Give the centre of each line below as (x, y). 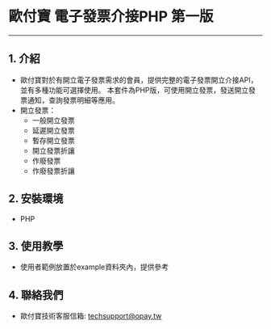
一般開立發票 (53, 120)
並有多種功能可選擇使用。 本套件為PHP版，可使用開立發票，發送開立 (134, 90)
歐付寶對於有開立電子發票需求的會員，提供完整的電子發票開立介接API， (139, 80)
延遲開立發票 (53, 130)
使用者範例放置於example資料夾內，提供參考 (94, 267)
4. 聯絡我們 (36, 295)
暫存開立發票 (53, 140)
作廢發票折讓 (53, 171)
